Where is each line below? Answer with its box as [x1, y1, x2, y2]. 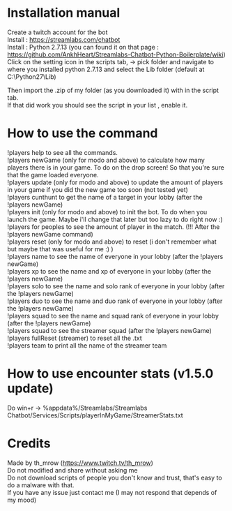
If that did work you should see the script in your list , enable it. [7, 101, 188, 109]
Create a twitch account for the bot [7, 28, 108, 36]
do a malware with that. [7, 480, 75, 489]
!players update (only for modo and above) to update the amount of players [7, 178, 224, 186]
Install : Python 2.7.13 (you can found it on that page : [7, 43, 159, 51]
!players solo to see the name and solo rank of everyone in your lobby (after [7, 281, 225, 290]
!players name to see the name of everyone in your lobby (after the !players [7, 252, 224, 260]
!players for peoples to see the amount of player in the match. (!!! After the [7, 222, 220, 231]
